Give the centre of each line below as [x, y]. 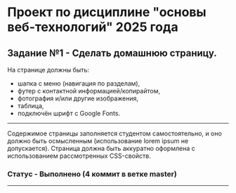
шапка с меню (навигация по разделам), [79, 84]
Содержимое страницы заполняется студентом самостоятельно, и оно [115, 133]
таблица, [31, 106]
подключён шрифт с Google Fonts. [69, 113]
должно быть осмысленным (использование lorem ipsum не [98, 141]
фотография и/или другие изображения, [78, 98]
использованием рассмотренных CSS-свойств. [79, 156]
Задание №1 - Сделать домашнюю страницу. [112, 53]
